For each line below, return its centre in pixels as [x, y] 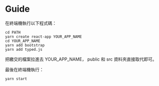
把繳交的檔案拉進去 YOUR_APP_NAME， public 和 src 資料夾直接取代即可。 [81, 59]
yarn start [16, 79]
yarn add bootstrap [25, 45]
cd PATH [13, 32]
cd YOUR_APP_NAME [23, 41]
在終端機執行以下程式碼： [31, 23]
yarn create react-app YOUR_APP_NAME [44, 37]
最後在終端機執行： [24, 69]
